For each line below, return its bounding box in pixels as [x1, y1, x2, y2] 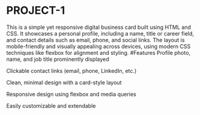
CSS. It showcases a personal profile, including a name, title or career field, [6, 30, 195, 37]
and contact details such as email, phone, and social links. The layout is [6, 36, 185, 43]
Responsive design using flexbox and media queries [6, 90, 136, 98]
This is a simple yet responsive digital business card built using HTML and [6, 23, 192, 31]
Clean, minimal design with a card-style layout [6, 79, 122, 86]
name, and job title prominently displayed [6, 55, 110, 63]
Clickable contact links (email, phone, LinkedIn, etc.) [6, 67, 137, 74]
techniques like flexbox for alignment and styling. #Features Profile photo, [6, 49, 191, 56]
